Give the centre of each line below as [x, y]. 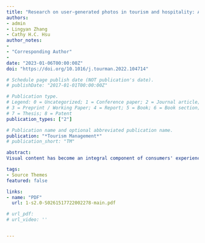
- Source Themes [27, 175]
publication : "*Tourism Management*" [54, 136]
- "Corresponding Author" [39, 52]
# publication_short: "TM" [41, 142]
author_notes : [24, 40]
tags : [13, 169]
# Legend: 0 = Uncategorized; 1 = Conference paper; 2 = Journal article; [103, 102]
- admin [16, 23]
